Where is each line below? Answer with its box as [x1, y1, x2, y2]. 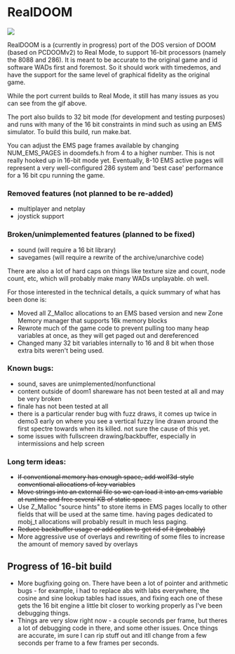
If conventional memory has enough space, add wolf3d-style [17, 473, 194, 481]
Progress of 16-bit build [7, 560, 112, 573]
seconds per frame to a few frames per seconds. [17, 639, 159, 647]
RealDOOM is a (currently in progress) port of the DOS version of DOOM [7, 40, 216, 49]
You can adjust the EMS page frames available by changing [7, 141, 179, 150]
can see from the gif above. [7, 99, 88, 107]
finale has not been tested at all [17, 402, 109, 410]
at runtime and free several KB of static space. [17, 495, 152, 504]
